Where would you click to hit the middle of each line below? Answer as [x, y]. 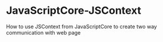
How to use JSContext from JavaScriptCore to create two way [81, 26]
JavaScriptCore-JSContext [74, 11]
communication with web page [44, 32]
